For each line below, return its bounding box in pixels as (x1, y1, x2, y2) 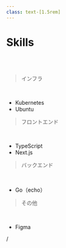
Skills (6, 35, 35, 49)
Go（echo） (15, 186, 46, 194)
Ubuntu (15, 105, 35, 113)
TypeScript (15, 142, 43, 149)
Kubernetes (15, 99, 44, 106)
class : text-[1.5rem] (6, 9, 61, 15)
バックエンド (21, 161, 53, 168)
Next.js (15, 148, 33, 156)
